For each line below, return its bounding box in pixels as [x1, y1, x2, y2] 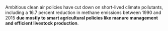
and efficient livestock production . [5, 20, 79, 26]
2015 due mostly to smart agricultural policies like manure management [5, 15, 158, 20]
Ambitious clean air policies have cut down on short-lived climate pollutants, [5, 4, 163, 10]
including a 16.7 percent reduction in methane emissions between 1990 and [5, 9, 161, 15]
